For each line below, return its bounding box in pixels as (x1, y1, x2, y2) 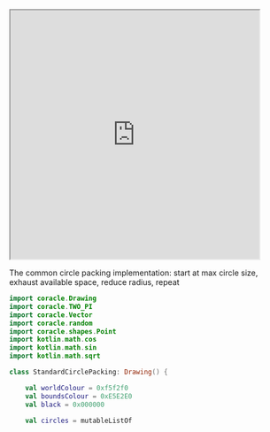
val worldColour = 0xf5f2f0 (25, 383, 128, 392)
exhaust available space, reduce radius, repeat (9, 277, 180, 287)
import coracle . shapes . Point (9, 327, 117, 336)
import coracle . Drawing (9, 294, 97, 303)
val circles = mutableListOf (25, 416, 133, 425)
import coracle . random (9, 319, 93, 328)
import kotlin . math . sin (9, 343, 97, 352)
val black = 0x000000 (25, 400, 104, 409)
